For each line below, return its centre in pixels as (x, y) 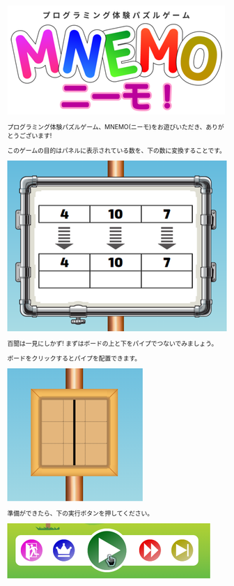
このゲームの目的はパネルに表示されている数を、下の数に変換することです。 (117, 150)
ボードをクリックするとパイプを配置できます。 (74, 358)
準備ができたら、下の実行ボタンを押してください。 (80, 513)
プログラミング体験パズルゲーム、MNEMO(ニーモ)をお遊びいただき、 (107, 127)
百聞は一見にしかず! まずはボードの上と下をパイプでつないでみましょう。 (112, 343)
